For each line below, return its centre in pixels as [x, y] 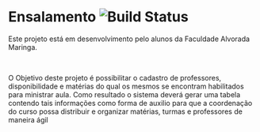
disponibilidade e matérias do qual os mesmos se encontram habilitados [126, 86]
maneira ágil [29, 119]
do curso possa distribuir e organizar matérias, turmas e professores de [126, 111]
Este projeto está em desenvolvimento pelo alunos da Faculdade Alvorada [129, 39]
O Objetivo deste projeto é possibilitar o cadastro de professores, [115, 77]
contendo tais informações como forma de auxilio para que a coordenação [130, 103]
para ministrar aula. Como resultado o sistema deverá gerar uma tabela [124, 94]
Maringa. [23, 47]
